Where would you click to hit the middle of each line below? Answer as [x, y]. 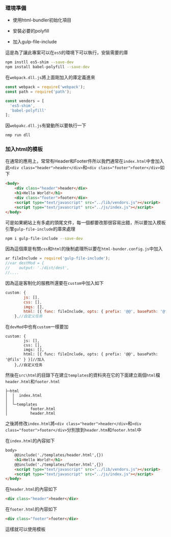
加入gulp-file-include [35, 42]
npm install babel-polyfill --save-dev [48, 67]
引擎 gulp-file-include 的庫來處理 [40, 229]
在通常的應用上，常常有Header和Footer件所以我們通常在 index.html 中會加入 [85, 161]
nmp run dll [18, 135]
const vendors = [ [25, 101]
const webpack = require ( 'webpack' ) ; [45, 87]
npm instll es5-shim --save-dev [39, 62]
